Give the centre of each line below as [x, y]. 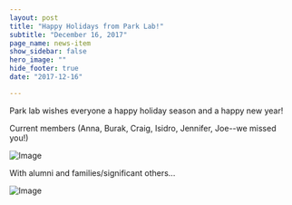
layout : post [34, 18]
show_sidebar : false [49, 52]
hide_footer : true [44, 69]
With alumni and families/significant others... [92, 172]
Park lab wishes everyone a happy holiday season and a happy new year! [146, 111]
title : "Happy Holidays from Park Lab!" [87, 26]
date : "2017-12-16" [46, 77]
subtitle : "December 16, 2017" [68, 34]
